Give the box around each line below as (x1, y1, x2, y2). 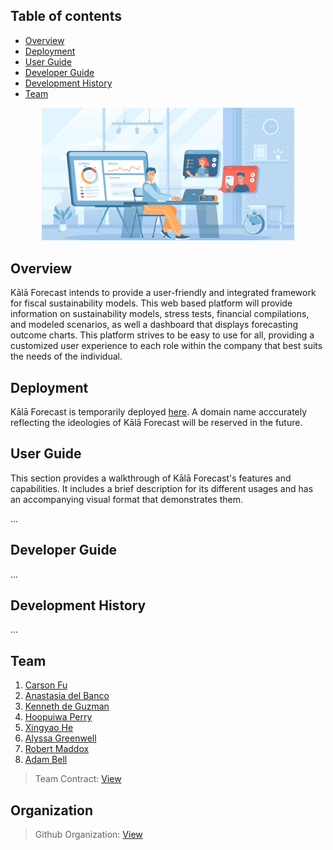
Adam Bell (24, 754, 68, 766)
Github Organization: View (34, 829, 143, 841)
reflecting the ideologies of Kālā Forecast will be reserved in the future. (10, 417, 303, 429)
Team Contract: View (34, 773, 122, 785)
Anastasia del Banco (24, 690, 110, 702)
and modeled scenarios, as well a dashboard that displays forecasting (10, 319, 299, 331)
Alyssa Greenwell (24, 732, 97, 744)
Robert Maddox (24, 743, 90, 755)
